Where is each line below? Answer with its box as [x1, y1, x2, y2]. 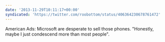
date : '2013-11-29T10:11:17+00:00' [5, 7, 80, 12]
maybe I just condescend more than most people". [5, 31, 110, 37]
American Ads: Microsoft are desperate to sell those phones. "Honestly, [5, 25, 154, 31]
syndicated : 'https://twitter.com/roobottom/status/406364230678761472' [5, 12, 161, 17]
